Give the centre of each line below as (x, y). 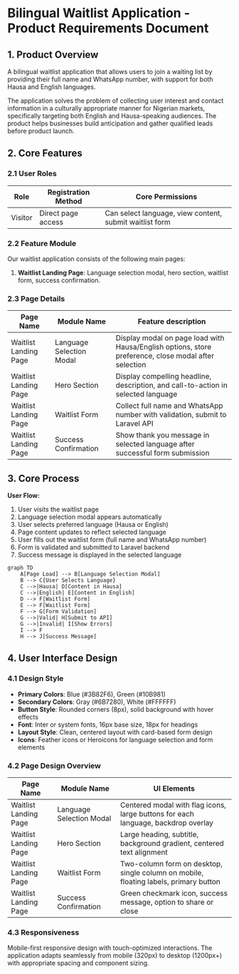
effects (28, 717)
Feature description (172, 322)
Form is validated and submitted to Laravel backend (94, 548)
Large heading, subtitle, (159, 834)
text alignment (144, 852)
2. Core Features (45, 154)
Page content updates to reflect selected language (92, 532)
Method (69, 201)
